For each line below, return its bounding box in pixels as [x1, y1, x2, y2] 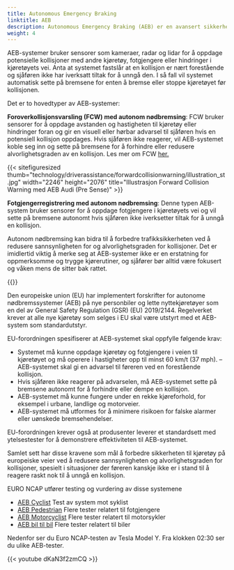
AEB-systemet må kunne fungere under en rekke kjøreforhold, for [17, 392, 206, 401]
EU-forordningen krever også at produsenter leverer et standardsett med [7, 428, 216, 436]
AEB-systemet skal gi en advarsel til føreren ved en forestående [17, 363, 201, 371]
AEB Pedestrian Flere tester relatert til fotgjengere [17, 506, 160, 514]
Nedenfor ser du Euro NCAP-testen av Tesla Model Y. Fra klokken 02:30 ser [7, 534, 225, 542]
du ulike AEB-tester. [7, 541, 65, 550]
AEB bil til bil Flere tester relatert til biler [17, 521, 131, 529]
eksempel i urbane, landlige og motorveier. [17, 400, 141, 408]
